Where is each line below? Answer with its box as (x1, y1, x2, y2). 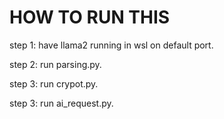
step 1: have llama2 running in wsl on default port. (9, 39, 214, 51)
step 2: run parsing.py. (9, 58, 102, 70)
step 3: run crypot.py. (9, 77, 99, 90)
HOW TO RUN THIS (9, 6, 171, 29)
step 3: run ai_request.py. (9, 97, 114, 109)
